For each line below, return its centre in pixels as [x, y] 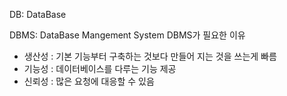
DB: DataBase [38, 14]
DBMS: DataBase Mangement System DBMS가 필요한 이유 [127, 35]
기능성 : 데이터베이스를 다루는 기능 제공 [100, 68]
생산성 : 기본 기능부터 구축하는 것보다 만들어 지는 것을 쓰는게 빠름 [150, 56]
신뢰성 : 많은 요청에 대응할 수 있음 [89, 81]
